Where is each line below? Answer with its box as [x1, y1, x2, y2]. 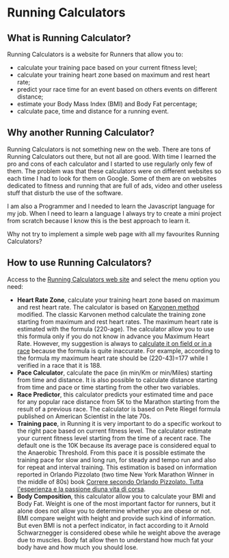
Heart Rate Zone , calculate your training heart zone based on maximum [16, 296, 220, 304]
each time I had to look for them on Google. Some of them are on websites [7, 174, 217, 182]
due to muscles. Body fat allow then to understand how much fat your [16, 535, 214, 544]
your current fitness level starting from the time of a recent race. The [16, 433, 211, 442]
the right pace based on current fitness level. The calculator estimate [16, 427, 212, 435]
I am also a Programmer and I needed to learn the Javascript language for [7, 202, 215, 210]
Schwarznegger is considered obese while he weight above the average [16, 529, 221, 537]
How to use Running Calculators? [7, 257, 152, 268]
